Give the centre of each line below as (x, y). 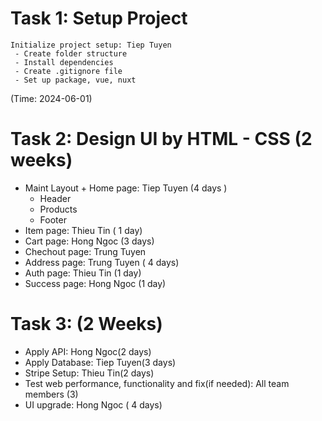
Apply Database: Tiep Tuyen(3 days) (100, 362)
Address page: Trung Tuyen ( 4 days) (102, 262)
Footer (53, 219)
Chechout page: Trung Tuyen (85, 251)
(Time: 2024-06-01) (51, 98)
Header (55, 198)
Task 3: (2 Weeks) (86, 324)
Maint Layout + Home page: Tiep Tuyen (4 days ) (126, 188)
